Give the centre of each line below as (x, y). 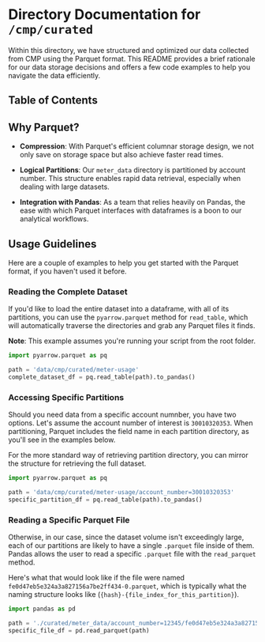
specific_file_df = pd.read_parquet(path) (79, 630)
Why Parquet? (44, 127)
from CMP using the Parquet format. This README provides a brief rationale (132, 59)
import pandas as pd (42, 609)
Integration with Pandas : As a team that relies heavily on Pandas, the (132, 202)
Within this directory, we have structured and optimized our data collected (129, 50)
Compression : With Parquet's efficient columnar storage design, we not (137, 146)
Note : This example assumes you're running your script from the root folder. (132, 341)
